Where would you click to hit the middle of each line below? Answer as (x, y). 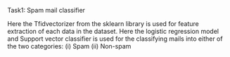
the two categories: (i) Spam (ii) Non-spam (69, 46)
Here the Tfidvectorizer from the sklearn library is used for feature (103, 24)
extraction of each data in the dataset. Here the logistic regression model (113, 31)
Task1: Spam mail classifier (46, 10)
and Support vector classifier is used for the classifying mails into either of (115, 39)
